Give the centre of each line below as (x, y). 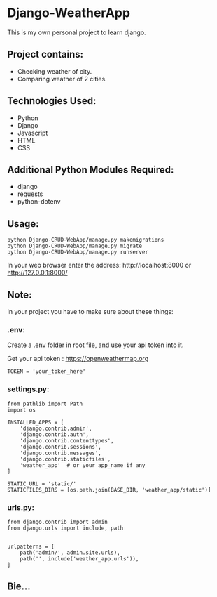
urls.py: (21, 507)
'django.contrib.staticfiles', (65, 459)
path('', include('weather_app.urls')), (79, 559)
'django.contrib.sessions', (61, 447)
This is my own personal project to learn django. (77, 32)
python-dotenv (39, 202)
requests (30, 194)
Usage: (23, 224)
